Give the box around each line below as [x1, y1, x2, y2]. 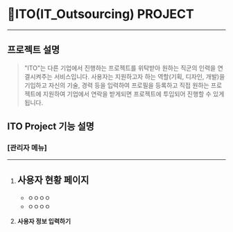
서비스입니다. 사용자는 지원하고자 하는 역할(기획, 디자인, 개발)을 [54, 72, 225, 80]
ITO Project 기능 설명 [7, 121, 95, 132]
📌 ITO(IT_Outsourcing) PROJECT [7, 6, 194, 22]
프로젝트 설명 [7, 44, 60, 56]
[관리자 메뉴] [7, 143, 47, 153]
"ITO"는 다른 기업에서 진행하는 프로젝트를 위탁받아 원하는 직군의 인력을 [24, 64, 216, 72]
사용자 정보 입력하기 [17, 217, 71, 226]
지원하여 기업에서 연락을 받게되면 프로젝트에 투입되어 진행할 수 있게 [42, 89, 225, 98]
